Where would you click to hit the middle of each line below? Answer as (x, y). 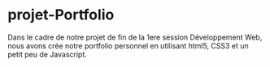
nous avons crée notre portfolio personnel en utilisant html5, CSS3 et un (128, 45)
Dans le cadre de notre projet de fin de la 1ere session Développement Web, (135, 37)
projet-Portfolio (61, 15)
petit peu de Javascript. (47, 54)
